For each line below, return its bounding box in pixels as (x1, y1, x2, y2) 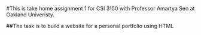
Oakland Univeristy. (6, 11, 55, 18)
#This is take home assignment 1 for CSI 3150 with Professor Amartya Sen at (6, 5, 195, 12)
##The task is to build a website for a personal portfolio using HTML (6, 23, 174, 29)
